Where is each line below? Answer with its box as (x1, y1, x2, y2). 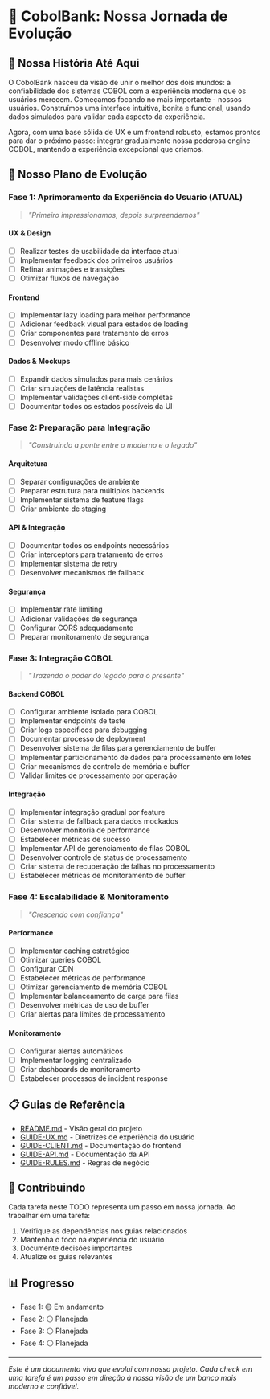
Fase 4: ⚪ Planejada (19, 1338, 88, 1348)
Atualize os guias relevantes (19, 1252, 113, 1262)
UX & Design (8, 228, 51, 238)
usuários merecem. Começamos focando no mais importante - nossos (8, 95, 243, 104)
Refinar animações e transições (19, 264, 125, 274)
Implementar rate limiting (19, 604, 103, 614)
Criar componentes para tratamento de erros (19, 329, 169, 338)
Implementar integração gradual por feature (19, 807, 166, 816)
